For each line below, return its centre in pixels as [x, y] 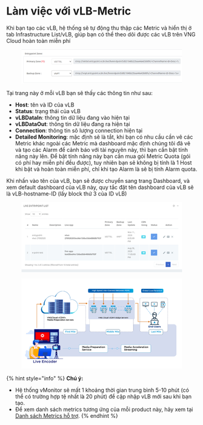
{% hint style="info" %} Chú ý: [45, 378]
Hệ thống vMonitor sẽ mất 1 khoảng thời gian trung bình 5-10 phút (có [102, 390]
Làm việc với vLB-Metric [69, 11]
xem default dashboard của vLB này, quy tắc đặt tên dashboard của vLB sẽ [100, 187]
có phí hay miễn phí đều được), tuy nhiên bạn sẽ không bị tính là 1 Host [103, 163]
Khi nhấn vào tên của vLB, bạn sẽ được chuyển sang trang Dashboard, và [98, 181]
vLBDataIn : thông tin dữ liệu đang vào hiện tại [72, 118]
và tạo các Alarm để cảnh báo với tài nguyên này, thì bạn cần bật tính [101, 150]
